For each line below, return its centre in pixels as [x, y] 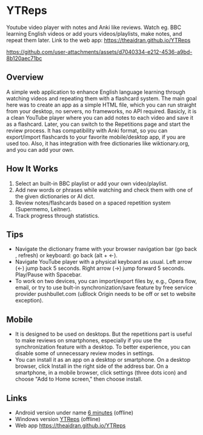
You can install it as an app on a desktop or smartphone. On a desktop [103, 360]
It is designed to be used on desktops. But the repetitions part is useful [103, 334]
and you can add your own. [40, 149]
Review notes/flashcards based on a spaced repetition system [93, 203]
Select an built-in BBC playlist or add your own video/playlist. [91, 183]
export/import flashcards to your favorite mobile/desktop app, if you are [96, 137]
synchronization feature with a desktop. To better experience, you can [103, 347]
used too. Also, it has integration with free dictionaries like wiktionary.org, [98, 143]
